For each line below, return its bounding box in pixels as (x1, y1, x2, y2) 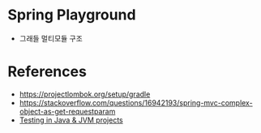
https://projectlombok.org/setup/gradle (19, 89, 151, 99)
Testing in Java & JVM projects (19, 115, 123, 125)
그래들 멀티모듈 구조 (19, 33, 83, 43)
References (7, 62, 87, 81)
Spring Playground (7, 6, 136, 24)
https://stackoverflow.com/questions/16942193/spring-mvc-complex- (19, 97, 253, 107)
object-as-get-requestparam (19, 106, 116, 116)
